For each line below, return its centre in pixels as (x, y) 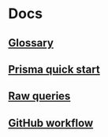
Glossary (31, 43)
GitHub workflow (51, 123)
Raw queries (39, 96)
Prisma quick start (54, 69)
